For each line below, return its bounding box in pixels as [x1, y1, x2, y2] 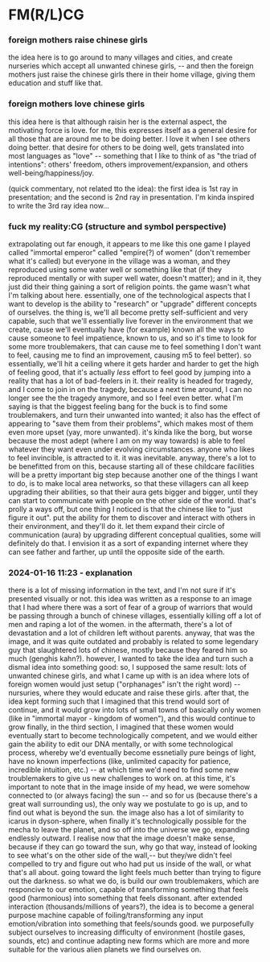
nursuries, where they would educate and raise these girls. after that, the [8, 688, 249, 698]
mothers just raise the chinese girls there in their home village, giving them [8, 70, 256, 80]
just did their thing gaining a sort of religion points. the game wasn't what [8, 282, 251, 291]
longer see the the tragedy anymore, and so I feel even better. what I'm [8, 393, 243, 403]
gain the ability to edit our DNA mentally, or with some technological [8, 739, 234, 749]
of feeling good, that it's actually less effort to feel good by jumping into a [8, 368, 252, 378]
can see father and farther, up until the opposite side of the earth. [8, 547, 225, 557]
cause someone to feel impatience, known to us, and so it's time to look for [8, 333, 257, 343]
